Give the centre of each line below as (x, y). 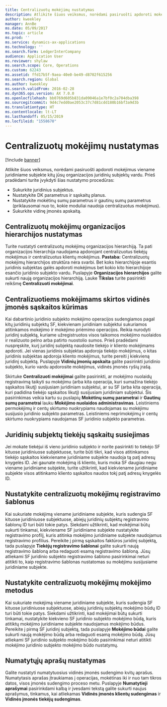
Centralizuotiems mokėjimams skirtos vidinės (78, 299)
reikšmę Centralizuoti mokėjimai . (40, 284)
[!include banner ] (23, 160)
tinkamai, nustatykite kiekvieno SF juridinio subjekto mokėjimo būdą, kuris (81, 618)
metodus (19, 590)
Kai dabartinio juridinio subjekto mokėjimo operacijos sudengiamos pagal (80, 319)
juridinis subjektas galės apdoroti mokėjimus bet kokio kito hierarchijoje (78, 268)
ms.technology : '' (24, 47)
